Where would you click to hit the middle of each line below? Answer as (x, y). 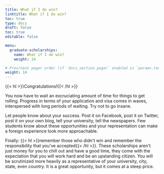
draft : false (18, 28)
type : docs (16, 23)
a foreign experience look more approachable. (52, 131)
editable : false (21, 37)
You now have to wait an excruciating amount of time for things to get (75, 96)
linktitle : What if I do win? (36, 14)
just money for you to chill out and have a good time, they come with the (78, 151)
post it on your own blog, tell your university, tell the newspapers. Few (75, 121)
